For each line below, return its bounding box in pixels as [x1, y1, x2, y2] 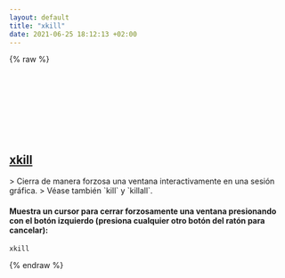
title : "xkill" [9, 21, 66, 30]
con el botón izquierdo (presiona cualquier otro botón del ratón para [9, 215, 265, 225]
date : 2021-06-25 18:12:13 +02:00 [9, 29, 138, 38]
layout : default [9, 12, 69, 22]
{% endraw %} [9, 260, 64, 271]
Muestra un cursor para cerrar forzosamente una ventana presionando [9, 206, 277, 217]
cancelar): [9, 225, 49, 235]
